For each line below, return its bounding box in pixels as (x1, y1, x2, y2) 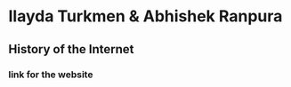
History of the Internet (8, 42, 134, 57)
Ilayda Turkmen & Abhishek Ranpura (8, 6, 283, 27)
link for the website (8, 68, 93, 81)
